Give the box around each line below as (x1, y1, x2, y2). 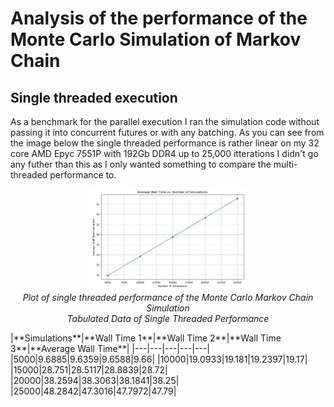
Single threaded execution (10, 89, 178, 106)
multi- (273, 158, 298, 170)
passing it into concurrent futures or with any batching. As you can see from (10, 127, 325, 138)
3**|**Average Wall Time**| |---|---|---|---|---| (10, 342, 210, 354)
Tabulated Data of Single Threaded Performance (66, 312, 270, 324)
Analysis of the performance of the (10, 7, 308, 30)
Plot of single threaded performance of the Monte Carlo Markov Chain (22, 291, 314, 303)
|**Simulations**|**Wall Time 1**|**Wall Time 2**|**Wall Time (10, 332, 282, 344)
